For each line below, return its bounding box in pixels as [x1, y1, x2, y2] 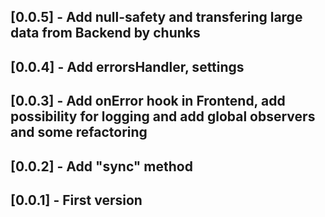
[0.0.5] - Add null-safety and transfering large [10, 9, 303, 26]
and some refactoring [10, 124, 148, 141]
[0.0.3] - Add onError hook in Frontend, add [10, 93, 286, 110]
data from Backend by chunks [10, 25, 201, 42]
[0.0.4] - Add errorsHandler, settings [10, 58, 245, 75]
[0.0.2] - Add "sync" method [10, 158, 193, 175]
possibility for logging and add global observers [10, 108, 316, 125]
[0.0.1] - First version [10, 191, 143, 209]
